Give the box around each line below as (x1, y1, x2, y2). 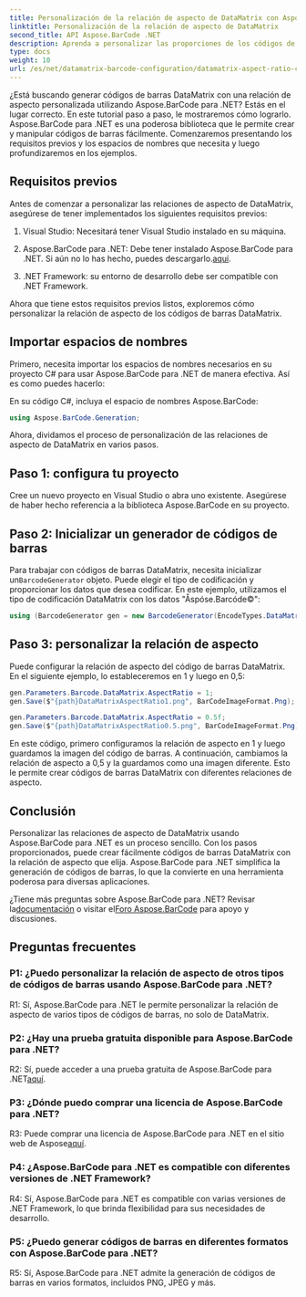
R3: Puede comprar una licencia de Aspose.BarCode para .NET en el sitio (9, 1128, 285, 1139)
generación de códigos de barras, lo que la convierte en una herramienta (9, 866, 284, 877)
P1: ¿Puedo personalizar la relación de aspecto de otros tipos (9, 967, 284, 979)
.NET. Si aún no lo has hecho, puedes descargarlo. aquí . (22, 253, 232, 264)
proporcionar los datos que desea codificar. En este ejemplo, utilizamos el (9, 584, 287, 594)
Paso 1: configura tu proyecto (9, 465, 179, 481)
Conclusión (9, 803, 76, 819)
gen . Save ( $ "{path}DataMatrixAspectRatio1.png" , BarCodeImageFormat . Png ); (9, 696, 296, 706)
